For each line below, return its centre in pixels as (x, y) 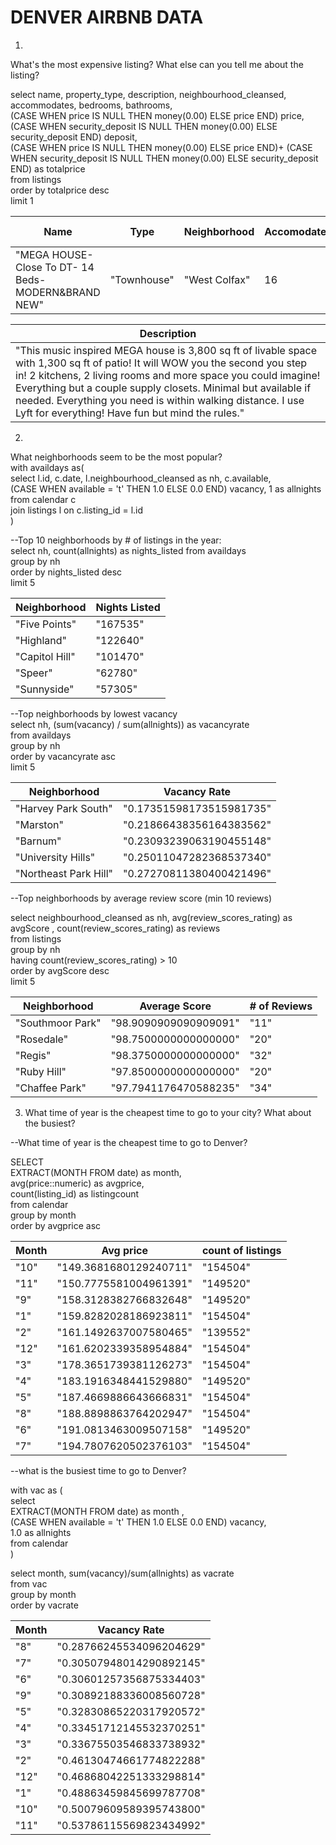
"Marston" (39, 824)
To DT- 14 (69, 267)
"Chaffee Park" (51, 1088)
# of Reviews (281, 1006)
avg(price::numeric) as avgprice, (77, 1183)
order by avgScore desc (60, 970)
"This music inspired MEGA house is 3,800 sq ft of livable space (166, 350)
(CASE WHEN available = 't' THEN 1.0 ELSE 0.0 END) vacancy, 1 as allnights (166, 488)
